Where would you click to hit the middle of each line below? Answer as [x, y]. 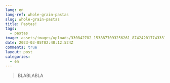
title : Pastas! [21, 24]
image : [12, 38]
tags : [11, 29]
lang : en [14, 10]
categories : [18, 57]
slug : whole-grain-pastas [32, 19]
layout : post [19, 52]
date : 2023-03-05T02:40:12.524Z [39, 43]
